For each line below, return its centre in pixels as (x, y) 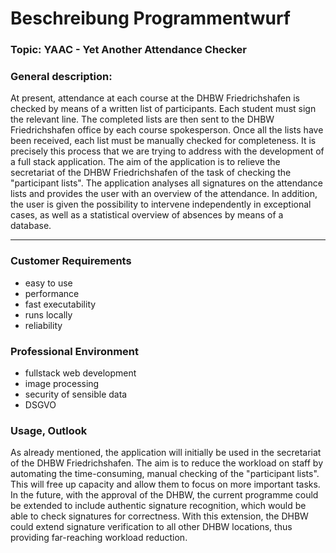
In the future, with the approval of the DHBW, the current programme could (164, 495)
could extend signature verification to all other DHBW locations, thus (151, 527)
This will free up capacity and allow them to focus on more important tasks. (165, 484)
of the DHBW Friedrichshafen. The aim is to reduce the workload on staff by (166, 463)
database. (31, 226)
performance (52, 293)
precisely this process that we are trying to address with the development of (167, 151)
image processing (62, 383)
